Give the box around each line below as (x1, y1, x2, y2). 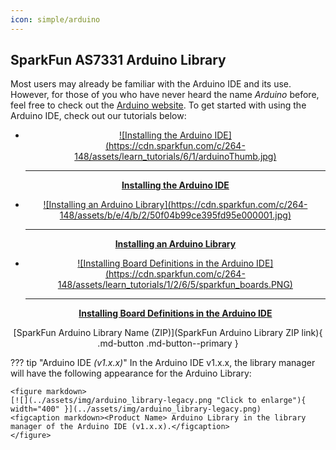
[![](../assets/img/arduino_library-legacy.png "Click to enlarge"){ (10, 396, 307, 406)
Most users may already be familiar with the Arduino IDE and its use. (10, 78, 292, 90)
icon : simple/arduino (10, 14, 101, 25)
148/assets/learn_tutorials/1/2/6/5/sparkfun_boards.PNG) (57, 279, 293, 291)
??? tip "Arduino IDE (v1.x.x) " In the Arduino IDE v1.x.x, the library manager (10, 357, 316, 369)
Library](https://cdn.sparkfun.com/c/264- (135, 199, 308, 211)
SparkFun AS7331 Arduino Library (10, 52, 227, 69)
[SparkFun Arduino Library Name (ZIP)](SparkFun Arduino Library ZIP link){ (13, 327, 323, 339)
